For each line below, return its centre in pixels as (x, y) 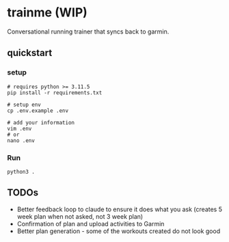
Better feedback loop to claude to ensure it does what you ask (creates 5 (119, 209)
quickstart (30, 53)
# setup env (24, 105)
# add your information (41, 122)
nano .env (21, 140)
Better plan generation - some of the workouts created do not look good (119, 231)
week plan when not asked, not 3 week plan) (80, 216)
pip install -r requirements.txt (55, 93)
